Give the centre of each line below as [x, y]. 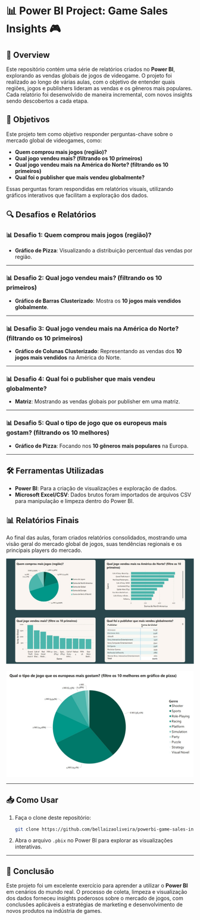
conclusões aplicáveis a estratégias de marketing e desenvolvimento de [94, 904]
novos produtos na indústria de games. [54, 911]
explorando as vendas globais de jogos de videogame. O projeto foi [89, 75]
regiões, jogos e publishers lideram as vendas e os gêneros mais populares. [99, 88]
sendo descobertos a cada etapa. [48, 101]
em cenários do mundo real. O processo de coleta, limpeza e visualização [97, 892]
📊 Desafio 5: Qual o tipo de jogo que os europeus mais [87, 423]
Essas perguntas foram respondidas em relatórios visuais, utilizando [90, 189]
